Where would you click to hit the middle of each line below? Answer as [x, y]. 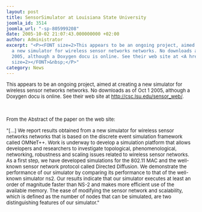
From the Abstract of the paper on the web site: [61, 120]
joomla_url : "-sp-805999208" [43, 29]
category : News [25, 68]
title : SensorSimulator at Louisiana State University [76, 17]
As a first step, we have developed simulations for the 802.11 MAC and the [91, 161]
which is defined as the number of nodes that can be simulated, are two [89, 197]
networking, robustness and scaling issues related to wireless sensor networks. [98, 155]
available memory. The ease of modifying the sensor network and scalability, [95, 191]
